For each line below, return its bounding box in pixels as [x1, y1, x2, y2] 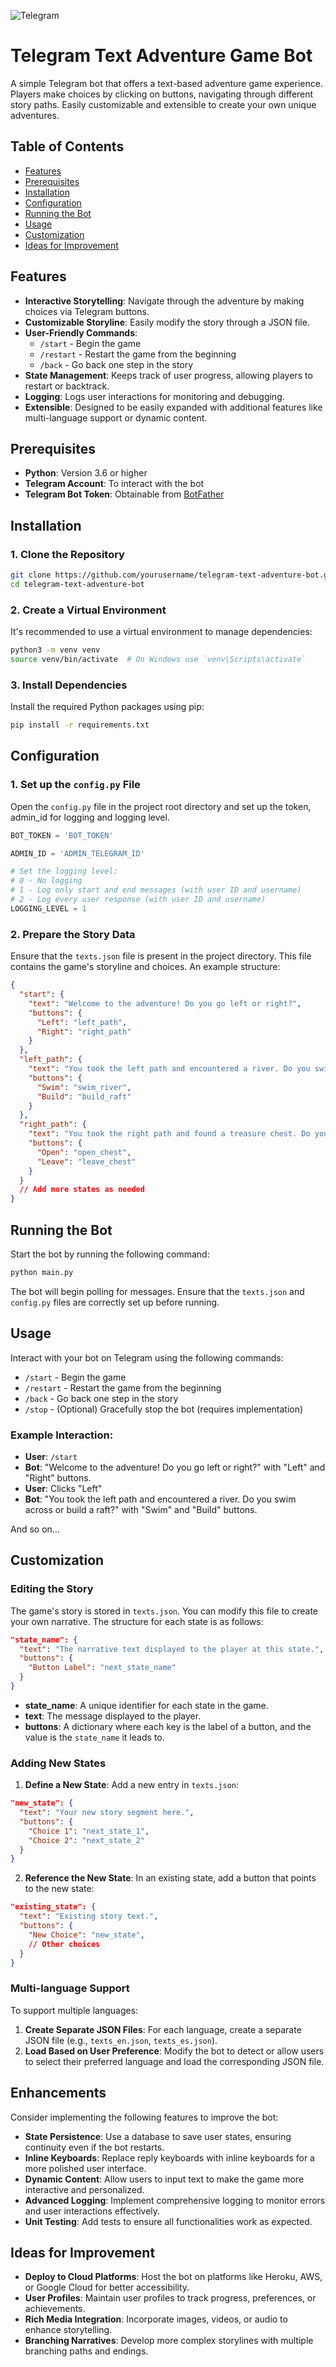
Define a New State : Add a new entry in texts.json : [24, 1779, 240, 1791]
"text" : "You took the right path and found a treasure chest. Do [28, 1129, 311, 1139]
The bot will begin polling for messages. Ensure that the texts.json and [10, 1285, 305, 1297]
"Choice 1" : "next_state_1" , [28, 1826, 150, 1836]
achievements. [24, 2303, 86, 2315]
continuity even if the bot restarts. [24, 2141, 165, 2153]
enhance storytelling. [24, 2324, 113, 2336]
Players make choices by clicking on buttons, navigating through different [10, 88, 314, 100]
